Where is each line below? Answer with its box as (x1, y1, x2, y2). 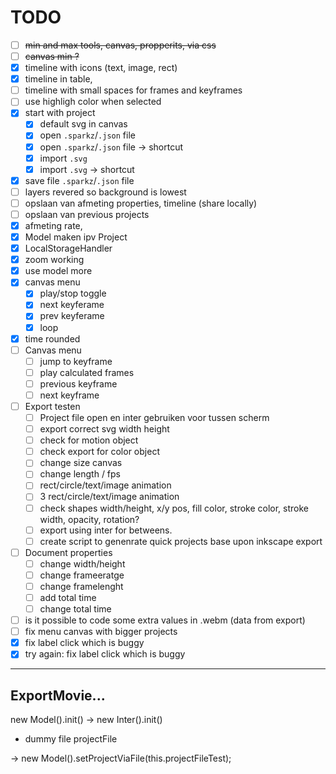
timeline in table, (24, 73, 93, 85)
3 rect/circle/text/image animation (39, 491, 180, 503)
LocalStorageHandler (24, 242, 113, 255)
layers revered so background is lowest (24, 186, 187, 198)
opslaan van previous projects (24, 208, 150, 220)
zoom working (24, 254, 85, 266)
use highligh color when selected (24, 96, 162, 108)
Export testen (24, 400, 81, 412)
